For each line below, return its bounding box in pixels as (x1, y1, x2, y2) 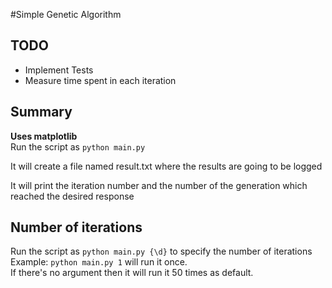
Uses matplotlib (10, 130, 78, 142)
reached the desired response (10, 190, 135, 202)
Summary (10, 104, 73, 121)
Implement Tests (24, 64, 94, 76)
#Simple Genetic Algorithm (10, 9, 122, 20)
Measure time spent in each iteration (24, 74, 177, 86)
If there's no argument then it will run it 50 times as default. (10, 267, 254, 279)
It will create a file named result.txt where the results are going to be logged (10, 160, 323, 172)
